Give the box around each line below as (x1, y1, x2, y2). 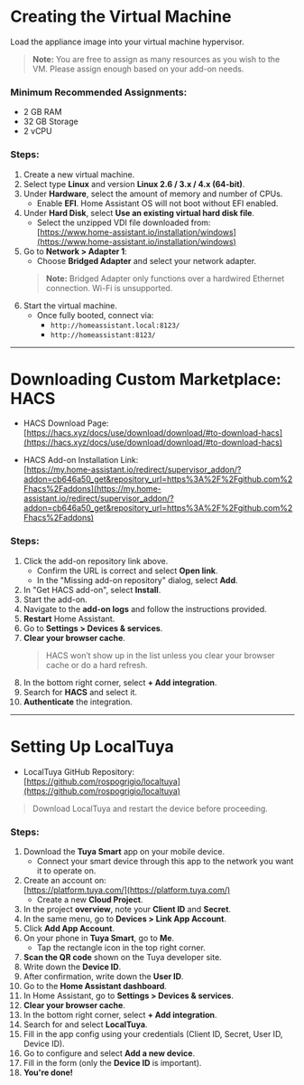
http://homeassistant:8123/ (50, 330, 156, 340)
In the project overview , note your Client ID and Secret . (23, 904, 232, 914)
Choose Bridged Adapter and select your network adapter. (36, 255, 256, 266)
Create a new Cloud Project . (36, 894, 143, 905)
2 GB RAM (23, 107, 62, 118)
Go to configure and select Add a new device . (23, 1048, 196, 1059)
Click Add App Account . (23, 923, 115, 933)
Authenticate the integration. (23, 696, 134, 707)
